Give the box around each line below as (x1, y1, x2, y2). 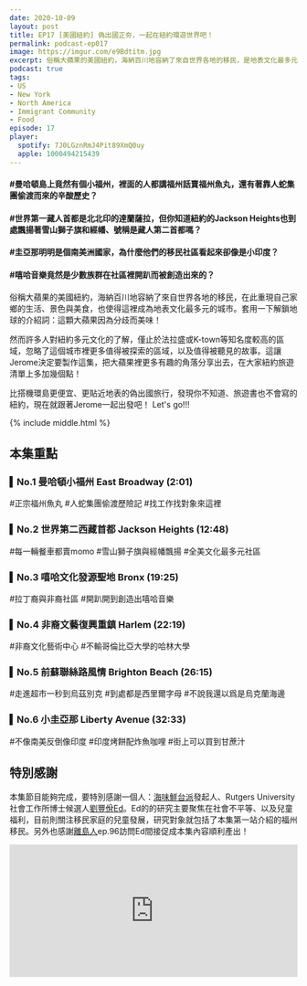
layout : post (9, 22, 59, 31)
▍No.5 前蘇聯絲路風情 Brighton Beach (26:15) (9, 666, 213, 679)
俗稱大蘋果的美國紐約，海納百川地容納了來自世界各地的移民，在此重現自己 (9, 292, 290, 302)
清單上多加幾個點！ (9, 367, 82, 379)
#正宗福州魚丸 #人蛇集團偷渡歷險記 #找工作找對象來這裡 (9, 498, 222, 509)
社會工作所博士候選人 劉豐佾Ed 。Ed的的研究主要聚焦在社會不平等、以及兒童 (9, 802, 293, 813)
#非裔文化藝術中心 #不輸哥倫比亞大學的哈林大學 (9, 641, 190, 652)
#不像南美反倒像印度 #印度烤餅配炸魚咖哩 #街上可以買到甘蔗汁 (9, 736, 246, 747)
